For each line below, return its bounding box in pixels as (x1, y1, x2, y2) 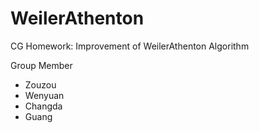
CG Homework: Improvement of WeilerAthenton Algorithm (10, 40, 250, 52)
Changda (24, 100, 63, 112)
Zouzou (24, 78, 57, 91)
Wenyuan (24, 89, 65, 101)
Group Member (10, 59, 73, 71)
